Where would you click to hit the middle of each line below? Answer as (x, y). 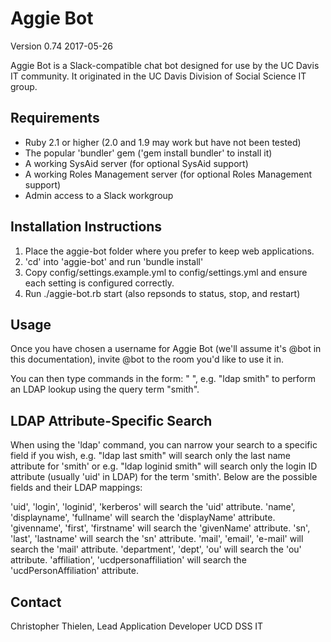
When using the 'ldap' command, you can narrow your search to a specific (164, 445)
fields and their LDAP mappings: (76, 488)
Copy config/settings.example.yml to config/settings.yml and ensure (166, 272)
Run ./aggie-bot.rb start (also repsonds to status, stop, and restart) (162, 293)
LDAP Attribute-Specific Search (111, 420)
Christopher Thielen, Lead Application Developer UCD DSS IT (137, 626)
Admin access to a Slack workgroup (99, 195)
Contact (36, 602)
